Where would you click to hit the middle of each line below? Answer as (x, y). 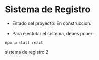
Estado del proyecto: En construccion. (52, 23)
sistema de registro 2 (27, 52)
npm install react (24, 42)
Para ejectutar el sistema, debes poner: (53, 33)
